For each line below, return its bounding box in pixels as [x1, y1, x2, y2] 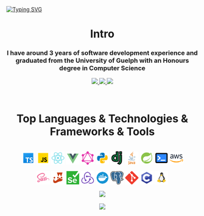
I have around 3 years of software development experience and [7, 49, 198, 57]
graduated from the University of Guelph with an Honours [15, 57, 189, 65]
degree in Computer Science [58, 64, 146, 72]
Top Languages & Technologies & [16, 111, 189, 125]
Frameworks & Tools [49, 125, 155, 138]
